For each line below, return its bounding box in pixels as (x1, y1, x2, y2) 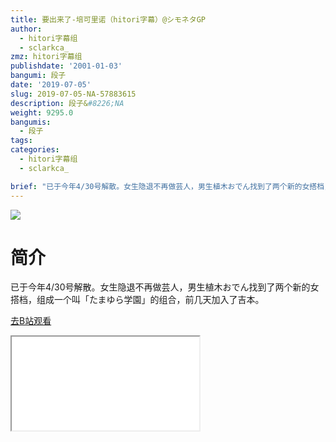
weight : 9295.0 (10, 107, 74, 118)
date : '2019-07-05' (10, 80, 92, 90)
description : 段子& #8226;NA (10, 98, 125, 108)
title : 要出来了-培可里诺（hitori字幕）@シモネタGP (10, 14, 206, 25)
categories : (10, 145, 60, 155)
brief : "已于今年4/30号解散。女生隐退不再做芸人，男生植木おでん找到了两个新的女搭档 (10, 181, 325, 191)
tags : (10, 136, 33, 146)
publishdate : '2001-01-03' (10, 61, 123, 71)
